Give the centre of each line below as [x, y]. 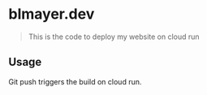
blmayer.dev [52, 14]
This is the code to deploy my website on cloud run [114, 37]
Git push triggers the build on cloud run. [75, 81]
